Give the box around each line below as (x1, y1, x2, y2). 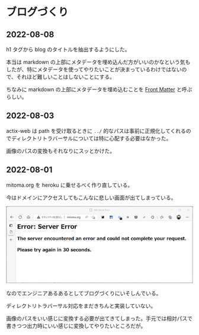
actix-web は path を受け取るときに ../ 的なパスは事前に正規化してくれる (6, 127, 187, 134)
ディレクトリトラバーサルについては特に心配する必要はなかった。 (11, 135, 172, 142)
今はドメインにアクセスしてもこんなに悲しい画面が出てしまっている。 (6, 194, 176, 201)
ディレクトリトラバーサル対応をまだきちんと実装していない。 (6, 302, 156, 309)
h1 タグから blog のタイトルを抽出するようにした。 (6, 46, 130, 53)
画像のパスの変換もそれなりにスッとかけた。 (6, 147, 115, 154)
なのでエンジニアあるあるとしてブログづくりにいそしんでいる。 (6, 289, 162, 296)
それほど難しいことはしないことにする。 (16, 74, 115, 80)
